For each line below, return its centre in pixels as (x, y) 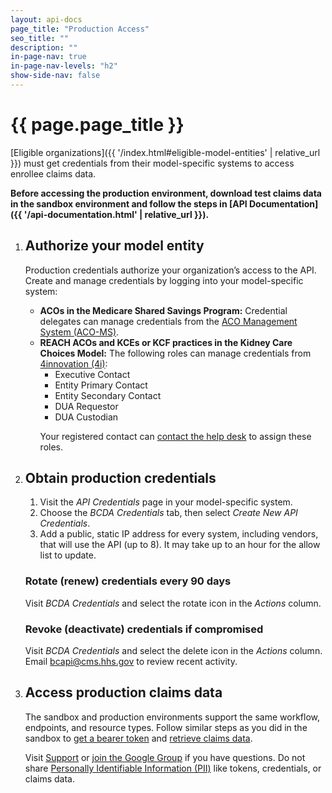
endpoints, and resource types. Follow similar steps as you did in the (166, 727)
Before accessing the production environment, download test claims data (166, 193)
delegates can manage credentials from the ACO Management (168, 321)
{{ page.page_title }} (97, 125)
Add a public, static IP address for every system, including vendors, (179, 534)
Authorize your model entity (114, 246)
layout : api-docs (46, 19)
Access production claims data (123, 692)
